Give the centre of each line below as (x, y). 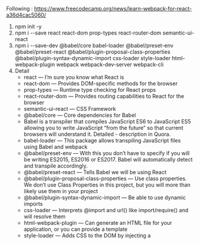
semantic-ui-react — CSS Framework (70, 109)
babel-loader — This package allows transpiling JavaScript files (102, 140)
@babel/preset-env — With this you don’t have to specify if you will (107, 153)
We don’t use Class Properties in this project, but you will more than (107, 185)
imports (33, 204)
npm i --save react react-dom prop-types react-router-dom (88, 33)
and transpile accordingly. (56, 166)
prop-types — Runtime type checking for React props (90, 90)
